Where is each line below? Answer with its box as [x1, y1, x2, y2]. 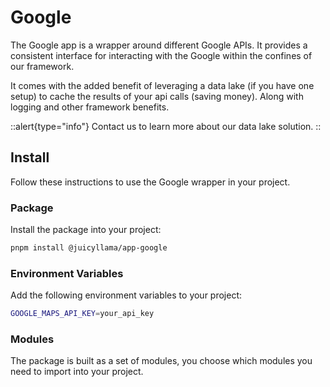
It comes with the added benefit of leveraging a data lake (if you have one [10, 79, 315, 91]
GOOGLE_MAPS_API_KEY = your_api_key [10, 309, 155, 319]
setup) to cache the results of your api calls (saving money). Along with [10, 90, 304, 102]
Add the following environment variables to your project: [10, 289, 243, 301]
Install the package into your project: [10, 224, 162, 236]
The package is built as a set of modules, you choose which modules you [10, 355, 313, 367]
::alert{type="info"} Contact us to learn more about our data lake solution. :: [10, 120, 322, 132]
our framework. [10, 60, 75, 72]
